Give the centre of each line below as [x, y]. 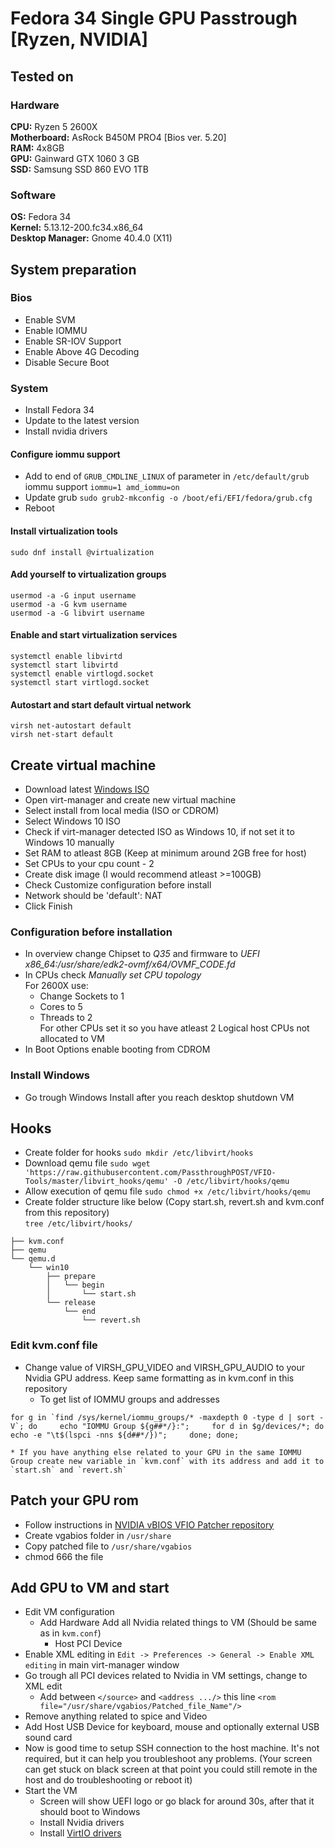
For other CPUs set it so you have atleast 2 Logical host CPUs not [174, 1028]
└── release [71, 1303]
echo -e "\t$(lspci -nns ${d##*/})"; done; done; [125, 1435]
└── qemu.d [33, 1259]
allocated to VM [72, 1039]
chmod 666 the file [64, 1556]
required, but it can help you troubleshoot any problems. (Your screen [168, 1759]
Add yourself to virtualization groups [88, 574]
